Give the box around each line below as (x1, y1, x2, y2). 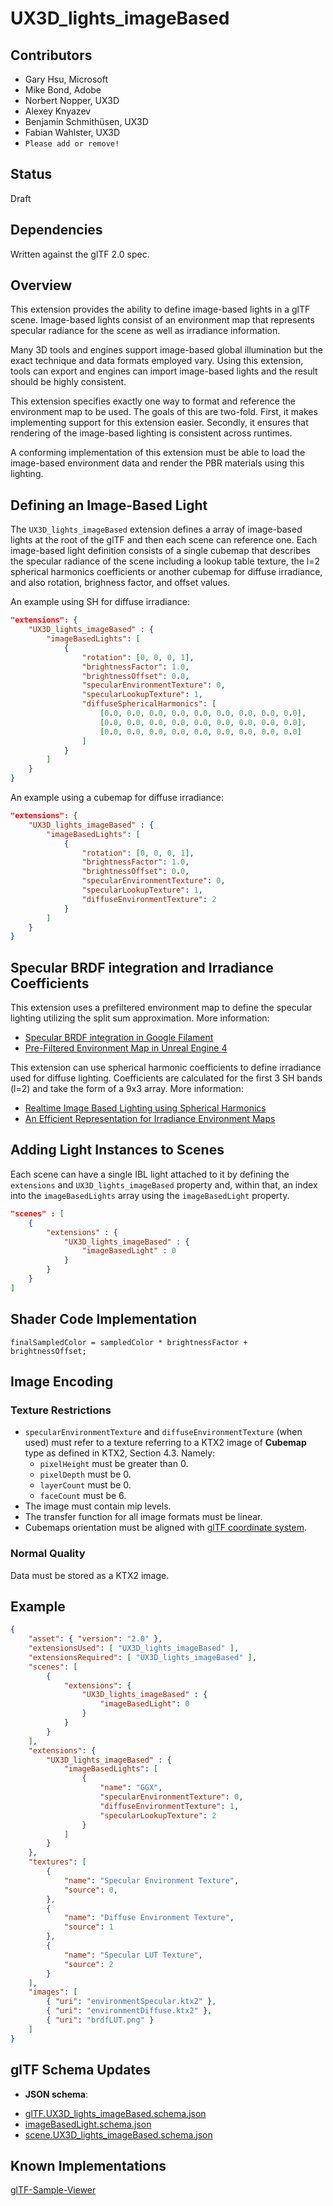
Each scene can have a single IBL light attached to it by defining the (10, 1168, 290, 1180)
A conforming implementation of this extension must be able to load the (10, 447, 306, 459)
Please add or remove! (24, 139, 120, 149)
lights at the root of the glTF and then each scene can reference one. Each (10, 534, 318, 546)
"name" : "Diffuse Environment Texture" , (63, 1913, 235, 1923)
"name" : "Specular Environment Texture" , (63, 1875, 240, 1886)
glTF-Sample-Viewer (10, 2184, 97, 2196)
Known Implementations (10, 2157, 167, 2174)
